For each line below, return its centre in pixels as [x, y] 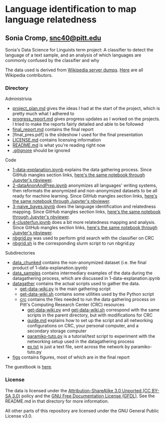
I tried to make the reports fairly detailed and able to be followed [78, 124]
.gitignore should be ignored [41, 151]
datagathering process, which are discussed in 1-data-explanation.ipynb [86, 278]
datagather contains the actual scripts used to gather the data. [76, 284]
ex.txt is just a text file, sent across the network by [79, 347]
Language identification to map [71, 9]
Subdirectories [20, 253]
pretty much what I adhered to [43, 114]
